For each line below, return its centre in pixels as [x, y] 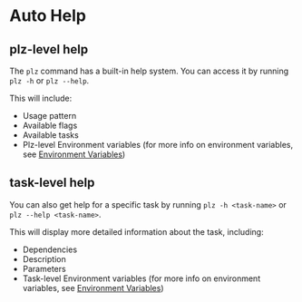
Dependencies [50, 249]
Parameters [44, 268]
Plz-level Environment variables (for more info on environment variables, [158, 145]
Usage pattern [49, 116]
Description [44, 258]
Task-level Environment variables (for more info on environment [141, 278]
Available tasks [50, 135]
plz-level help [49, 49]
